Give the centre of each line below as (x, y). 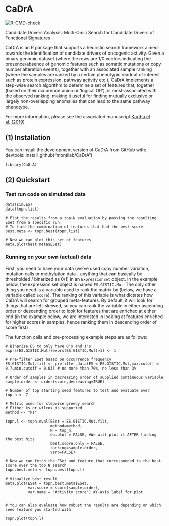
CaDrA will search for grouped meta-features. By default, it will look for (79, 300)
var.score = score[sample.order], (64, 488)
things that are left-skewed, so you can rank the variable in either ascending (84, 305)
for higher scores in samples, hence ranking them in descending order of (81, 322)
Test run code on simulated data (45, 194)
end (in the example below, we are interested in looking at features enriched (84, 317)
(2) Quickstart (28, 180)
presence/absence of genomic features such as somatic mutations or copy (83, 64)
